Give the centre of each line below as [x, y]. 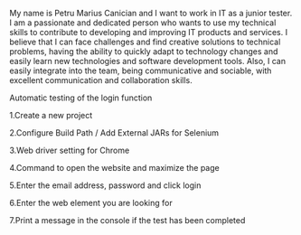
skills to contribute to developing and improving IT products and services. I [148, 32]
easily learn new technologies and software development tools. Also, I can [148, 61]
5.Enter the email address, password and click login [105, 185]
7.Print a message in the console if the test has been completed [127, 220]
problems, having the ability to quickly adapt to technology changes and [144, 52]
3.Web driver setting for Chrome [70, 150]
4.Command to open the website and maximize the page [114, 168]
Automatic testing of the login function [81, 98]
